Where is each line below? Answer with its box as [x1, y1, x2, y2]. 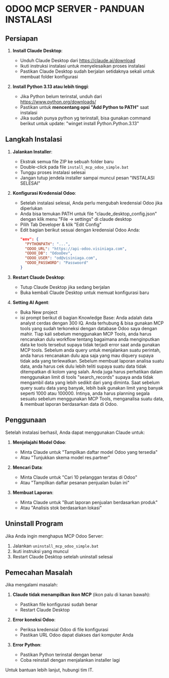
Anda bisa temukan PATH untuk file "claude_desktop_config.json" [20, 211, 157, 217]
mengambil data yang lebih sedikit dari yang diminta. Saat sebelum [20, 379, 160, 386]
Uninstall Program [5, 519, 63, 528]
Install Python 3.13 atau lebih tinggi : [12, 83, 90, 90]
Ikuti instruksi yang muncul [12, 548, 69, 554]
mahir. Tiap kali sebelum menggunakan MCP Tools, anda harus [20, 331, 152, 337]
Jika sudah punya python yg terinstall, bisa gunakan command [20, 115, 151, 121]
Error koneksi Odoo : [12, 616, 56, 623]
